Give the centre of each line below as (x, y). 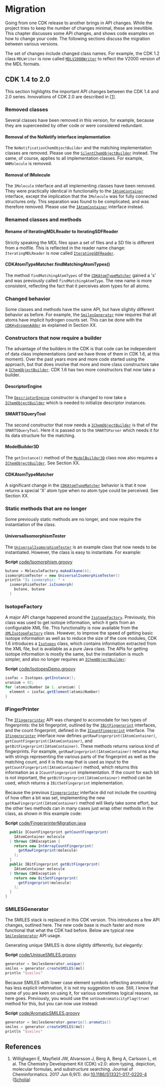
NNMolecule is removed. (29, 164)
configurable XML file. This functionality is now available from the (72, 628)
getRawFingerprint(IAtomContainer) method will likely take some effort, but (82, 803)
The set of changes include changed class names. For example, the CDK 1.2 (82, 53)
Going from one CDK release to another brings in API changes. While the (79, 23)
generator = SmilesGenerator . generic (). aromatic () (58, 1022)
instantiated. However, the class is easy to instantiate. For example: (73, 552)
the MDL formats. (23, 64)
